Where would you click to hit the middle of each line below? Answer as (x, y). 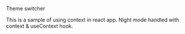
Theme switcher (26, 8)
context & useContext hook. (40, 26)
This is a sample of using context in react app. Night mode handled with (93, 20)
